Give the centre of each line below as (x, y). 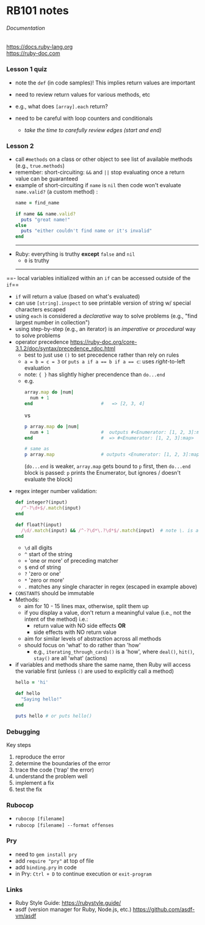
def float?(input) (38, 525)
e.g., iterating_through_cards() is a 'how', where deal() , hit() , (114, 652)
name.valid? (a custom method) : (56, 191)
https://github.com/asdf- (164, 910)
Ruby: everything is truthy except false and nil (75, 254)
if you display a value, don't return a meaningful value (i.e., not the (107, 613)
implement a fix (34, 783)
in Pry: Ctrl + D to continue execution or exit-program (83, 874)
